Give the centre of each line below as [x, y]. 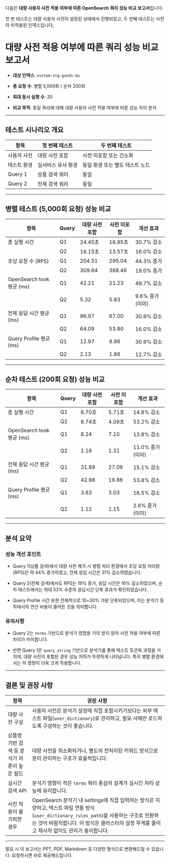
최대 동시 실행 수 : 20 [33, 97]
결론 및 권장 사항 [29, 685]
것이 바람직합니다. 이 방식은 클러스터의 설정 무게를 [94, 823]
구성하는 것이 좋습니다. [68, 726]
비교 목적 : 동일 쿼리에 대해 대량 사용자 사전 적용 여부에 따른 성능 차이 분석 [84, 107]
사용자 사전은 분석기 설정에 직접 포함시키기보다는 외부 [92, 711]
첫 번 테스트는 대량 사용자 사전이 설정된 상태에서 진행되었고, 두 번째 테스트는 [80, 19]
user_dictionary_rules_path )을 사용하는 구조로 [89, 816]
